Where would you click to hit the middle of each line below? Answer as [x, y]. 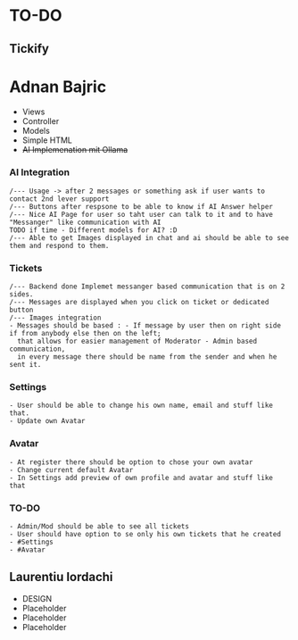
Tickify [29, 49]
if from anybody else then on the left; [86, 334]
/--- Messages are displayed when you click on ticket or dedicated [139, 303]
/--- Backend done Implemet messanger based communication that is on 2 [147, 287]
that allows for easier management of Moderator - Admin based [137, 341]
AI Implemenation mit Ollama [75, 149]
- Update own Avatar [48, 421]
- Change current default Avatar [71, 470]
